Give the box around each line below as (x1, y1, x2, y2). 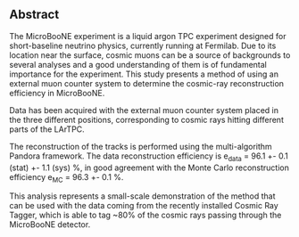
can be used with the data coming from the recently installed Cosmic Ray (9, 200, 278, 211)
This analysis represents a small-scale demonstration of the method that (9, 191, 276, 201)
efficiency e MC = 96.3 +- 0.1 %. (9, 171, 124, 184)
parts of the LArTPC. (9, 124, 85, 135)
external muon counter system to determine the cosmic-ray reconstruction (9, 78, 284, 88)
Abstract (9, 7, 60, 22)
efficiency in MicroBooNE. (9, 87, 105, 98)
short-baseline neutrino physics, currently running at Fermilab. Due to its (9, 40, 277, 51)
